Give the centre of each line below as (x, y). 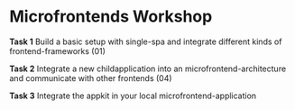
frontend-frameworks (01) (58, 50)
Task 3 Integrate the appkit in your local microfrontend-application (133, 96)
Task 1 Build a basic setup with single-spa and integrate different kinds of (146, 41)
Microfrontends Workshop (111, 17)
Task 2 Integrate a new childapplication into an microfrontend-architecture (148, 69)
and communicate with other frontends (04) (91, 78)
